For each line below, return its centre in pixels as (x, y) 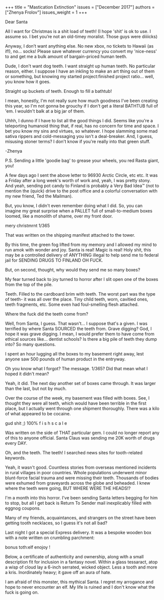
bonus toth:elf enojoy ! (28, 547)
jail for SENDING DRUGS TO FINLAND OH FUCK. (54, 260)
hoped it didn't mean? (27, 374)
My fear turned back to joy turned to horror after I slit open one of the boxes (82, 279)
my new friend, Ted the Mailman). (39, 196)
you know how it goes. (28, 82)
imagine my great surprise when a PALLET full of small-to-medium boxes (79, 211)
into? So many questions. (31, 344)
